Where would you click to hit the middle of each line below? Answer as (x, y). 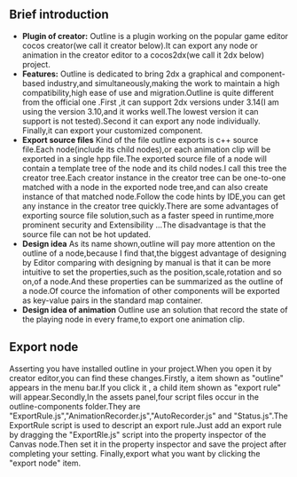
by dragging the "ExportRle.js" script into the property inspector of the (138, 434)
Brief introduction (59, 15)
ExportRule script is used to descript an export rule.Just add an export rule (145, 425)
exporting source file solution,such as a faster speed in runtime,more (148, 215)
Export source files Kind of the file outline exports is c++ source (140, 139)
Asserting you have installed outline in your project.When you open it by (141, 369)
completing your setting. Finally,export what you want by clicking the (135, 453)
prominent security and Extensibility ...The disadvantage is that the (144, 225)
